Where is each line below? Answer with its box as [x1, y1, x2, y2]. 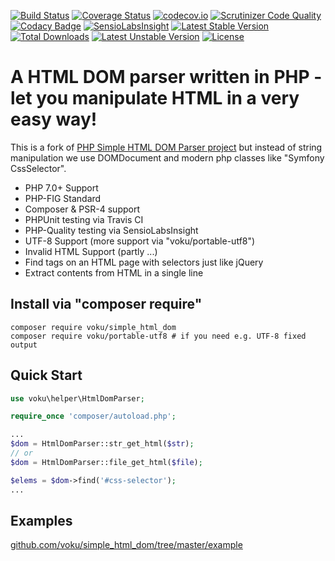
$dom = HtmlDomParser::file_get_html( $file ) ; [10, 457, 203, 467]
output [10, 340, 38, 350]
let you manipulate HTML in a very [10, 87, 300, 110]
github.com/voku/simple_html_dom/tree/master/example [10, 539, 243, 551]
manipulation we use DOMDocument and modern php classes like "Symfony [10, 151, 325, 164]
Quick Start [10, 367, 83, 384]
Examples [10, 512, 73, 529]
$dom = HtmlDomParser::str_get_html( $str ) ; [10, 439, 195, 449]
